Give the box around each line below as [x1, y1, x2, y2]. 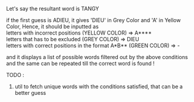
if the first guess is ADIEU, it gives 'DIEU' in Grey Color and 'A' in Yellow [6, 17, 181, 23]
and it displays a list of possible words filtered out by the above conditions [6, 54, 189, 60]
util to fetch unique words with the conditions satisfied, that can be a [14, 83, 183, 90]
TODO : [6, 72, 25, 78]
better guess [14, 89, 46, 96]
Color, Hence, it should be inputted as [6, 23, 99, 30]
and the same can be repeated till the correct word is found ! [6, 60, 155, 67]
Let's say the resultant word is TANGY [6, 5, 99, 12]
